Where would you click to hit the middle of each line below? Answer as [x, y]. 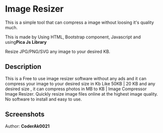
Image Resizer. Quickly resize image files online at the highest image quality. [81, 94]
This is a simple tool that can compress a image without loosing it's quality [80, 22]
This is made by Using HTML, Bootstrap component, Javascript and [73, 37]
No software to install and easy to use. [44, 99]
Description [23, 67]
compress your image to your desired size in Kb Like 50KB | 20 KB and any [80, 83]
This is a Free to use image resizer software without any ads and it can [76, 78]
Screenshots [25, 114]
